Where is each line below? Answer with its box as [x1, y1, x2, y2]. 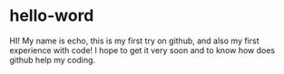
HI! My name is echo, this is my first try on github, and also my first [9, 35, 260, 46]
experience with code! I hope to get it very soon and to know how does [9, 44, 275, 55]
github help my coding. [9, 54, 96, 65]
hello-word [9, 5, 94, 26]
